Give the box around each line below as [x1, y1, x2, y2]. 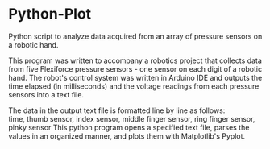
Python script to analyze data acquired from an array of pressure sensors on [8, 31, 263, 41]
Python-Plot [8, 5, 92, 23]
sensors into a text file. [8, 89, 85, 99]
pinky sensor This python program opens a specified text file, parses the [8, 122, 250, 132]
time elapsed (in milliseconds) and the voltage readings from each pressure [8, 81, 260, 91]
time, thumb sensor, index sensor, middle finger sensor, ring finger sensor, [8, 114, 255, 123]
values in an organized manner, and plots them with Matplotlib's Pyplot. [8, 130, 246, 141]
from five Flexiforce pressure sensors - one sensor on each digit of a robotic [8, 64, 263, 73]
